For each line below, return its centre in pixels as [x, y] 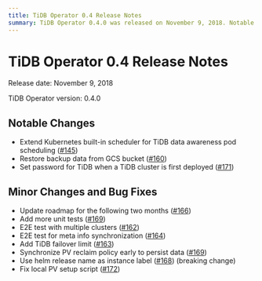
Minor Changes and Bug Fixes [83, 192]
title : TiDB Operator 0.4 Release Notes [75, 15]
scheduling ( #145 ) [49, 151]
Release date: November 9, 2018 [61, 83]
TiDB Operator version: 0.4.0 [55, 98]
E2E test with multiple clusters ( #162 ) [79, 228]
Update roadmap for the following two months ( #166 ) [106, 211]
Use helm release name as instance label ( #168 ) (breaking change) [127, 261]
